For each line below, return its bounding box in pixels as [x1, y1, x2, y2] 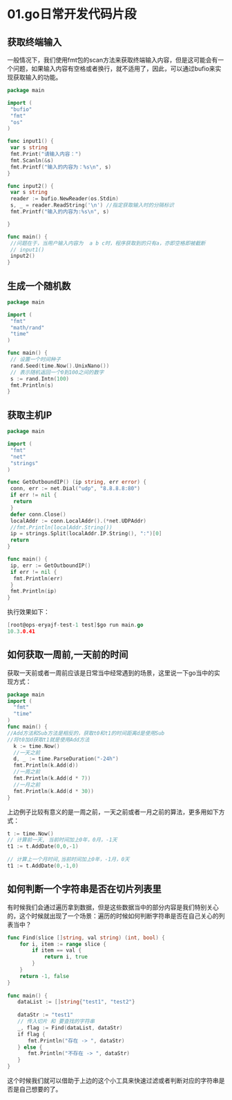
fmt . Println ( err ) [13, 575, 64, 582]
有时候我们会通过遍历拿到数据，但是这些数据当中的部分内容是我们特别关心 [7, 902, 219, 911]
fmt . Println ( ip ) [10, 588, 57, 595]
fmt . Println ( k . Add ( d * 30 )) [13, 787, 95, 794]
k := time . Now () [13, 742, 60, 749]
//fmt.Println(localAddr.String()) [10, 524, 113, 531]
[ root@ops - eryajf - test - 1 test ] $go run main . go [7, 622, 144, 629]
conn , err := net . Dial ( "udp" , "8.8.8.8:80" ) [10, 485, 140, 492]
